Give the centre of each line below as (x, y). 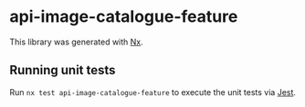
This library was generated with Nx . (76, 42)
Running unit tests (63, 70)
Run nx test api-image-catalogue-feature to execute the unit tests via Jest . (153, 92)
